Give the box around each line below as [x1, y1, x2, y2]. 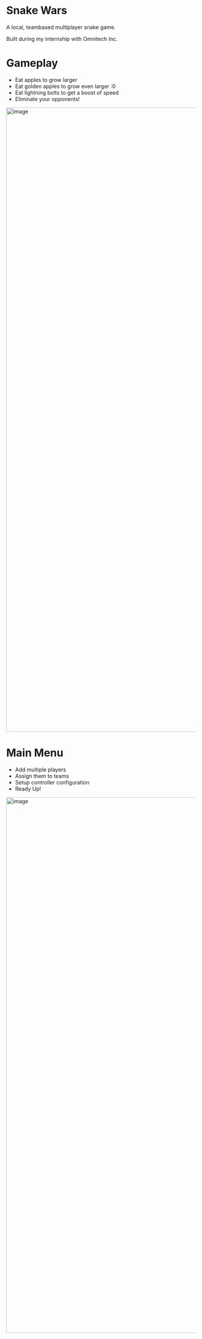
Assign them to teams [14, 772, 69, 780]
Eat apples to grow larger [14, 76, 78, 83]
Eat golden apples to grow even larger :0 [14, 82, 116, 90]
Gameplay [6, 57, 58, 70]
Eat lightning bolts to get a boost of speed [14, 89, 119, 96]
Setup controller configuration [14, 778, 90, 786]
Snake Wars [6, 4, 67, 17]
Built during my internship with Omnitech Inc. [6, 35, 118, 42]
